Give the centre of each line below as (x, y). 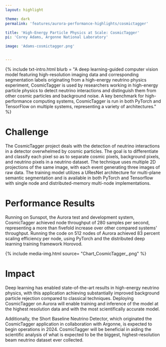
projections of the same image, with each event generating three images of (82, 167)
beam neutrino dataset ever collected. (44, 340)
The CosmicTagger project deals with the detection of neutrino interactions (82, 146)
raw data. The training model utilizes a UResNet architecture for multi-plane (83, 172)
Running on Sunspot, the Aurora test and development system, (70, 217)
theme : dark (17, 19)
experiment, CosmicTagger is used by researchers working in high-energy (82, 85)
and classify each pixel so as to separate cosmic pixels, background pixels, (82, 156)
